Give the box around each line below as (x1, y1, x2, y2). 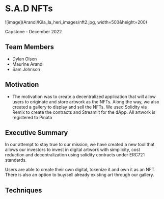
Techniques (5, 186, 42, 194)
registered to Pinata (12, 114, 53, 120)
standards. (5, 157, 27, 163)
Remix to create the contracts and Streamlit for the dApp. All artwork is (12, 109, 156, 115)
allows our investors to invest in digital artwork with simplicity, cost (5, 147, 140, 152)
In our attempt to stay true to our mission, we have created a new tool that (5, 142, 155, 148)
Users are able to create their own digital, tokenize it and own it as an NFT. (5, 167, 156, 173)
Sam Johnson (12, 66, 40, 72)
